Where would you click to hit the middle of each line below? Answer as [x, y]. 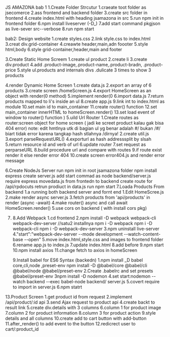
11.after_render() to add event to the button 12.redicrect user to [70, 324]
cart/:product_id [22, 329]
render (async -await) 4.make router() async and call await [67, 203]
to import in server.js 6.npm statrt [47, 287]
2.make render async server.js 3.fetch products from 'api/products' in [78, 197]
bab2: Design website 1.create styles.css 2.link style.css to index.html [78, 39]
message [15, 161]
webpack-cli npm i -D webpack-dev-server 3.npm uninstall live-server [86, 229]
